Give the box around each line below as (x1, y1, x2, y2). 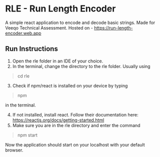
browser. (5, 147, 23, 153)
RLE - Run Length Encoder (5, 3, 116, 14)
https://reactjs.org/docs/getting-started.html (12, 117, 104, 123)
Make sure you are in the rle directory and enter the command (12, 122, 141, 128)
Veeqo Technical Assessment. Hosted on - (5, 24, 93, 30)
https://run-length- (94, 24, 133, 30)
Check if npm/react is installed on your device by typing (12, 82, 128, 88)
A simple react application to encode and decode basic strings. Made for (5, 19, 155, 25)
